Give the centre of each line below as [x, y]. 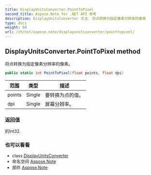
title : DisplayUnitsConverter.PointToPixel [49, 9]
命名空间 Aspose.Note [34, 161]
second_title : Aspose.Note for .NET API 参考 [51, 14]
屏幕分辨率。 [60, 104]
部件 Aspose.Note [30, 168]
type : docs [16, 23]
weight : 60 [16, 28]
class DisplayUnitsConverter [40, 156]
